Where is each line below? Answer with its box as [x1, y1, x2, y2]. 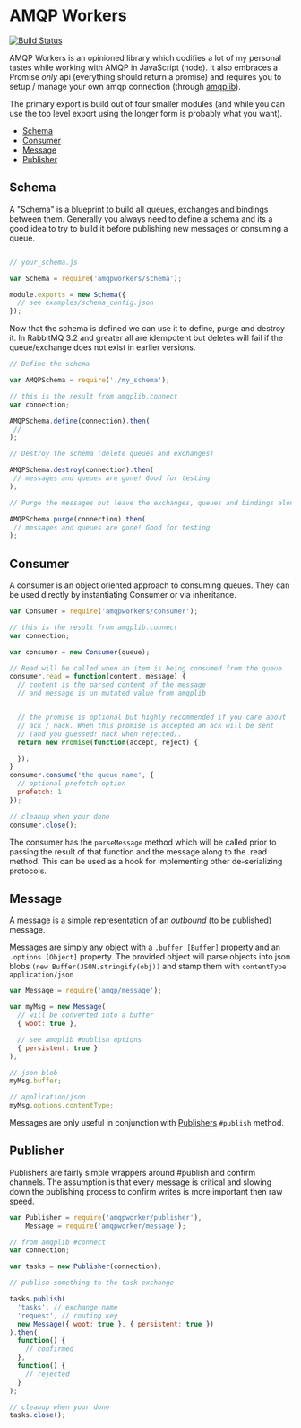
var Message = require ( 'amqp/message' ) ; [9, 986, 163, 995]
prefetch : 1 [17, 787, 63, 797]
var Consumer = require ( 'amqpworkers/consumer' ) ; [9, 607, 199, 616]
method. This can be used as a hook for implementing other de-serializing [9, 855, 283, 866]
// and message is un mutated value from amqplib [17, 688, 206, 698]
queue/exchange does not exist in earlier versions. [9, 342, 196, 353]
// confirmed [25, 1345, 74, 1354]
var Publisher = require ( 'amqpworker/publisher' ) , [9, 1213, 202, 1222]
